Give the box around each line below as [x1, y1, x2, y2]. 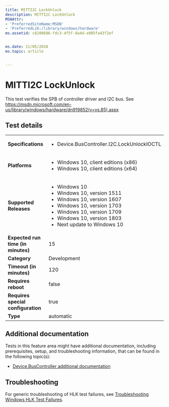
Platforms [8, 162, 32, 169]
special [8, 298, 26, 305]
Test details [5, 121, 43, 130]
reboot [8, 283, 24, 290]
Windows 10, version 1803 [57, 215, 122, 222]
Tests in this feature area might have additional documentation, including [5, 343, 156, 349]
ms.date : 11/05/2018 [5, 44, 49, 49]
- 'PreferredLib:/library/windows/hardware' [5, 26, 100, 31]
